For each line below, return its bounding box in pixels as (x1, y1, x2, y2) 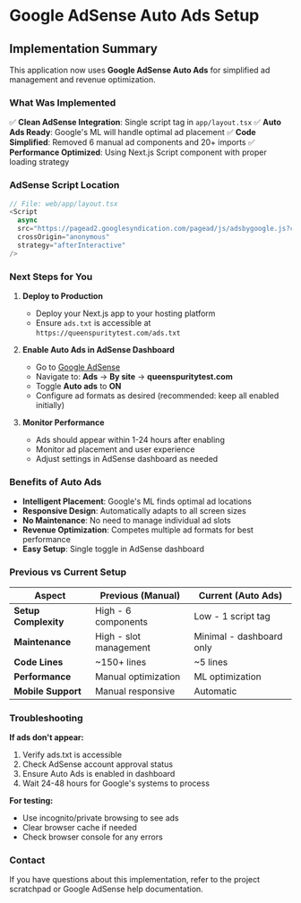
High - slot (95, 630, 142, 643)
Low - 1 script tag (193, 609, 271, 622)
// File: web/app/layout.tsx (9, 199, 118, 209)
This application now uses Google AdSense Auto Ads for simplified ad (9, 64, 271, 75)
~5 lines (193, 655, 228, 668)
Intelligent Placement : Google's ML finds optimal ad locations (21, 496, 253, 507)
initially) (35, 400, 65, 411)
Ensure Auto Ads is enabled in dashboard (21, 768, 176, 779)
